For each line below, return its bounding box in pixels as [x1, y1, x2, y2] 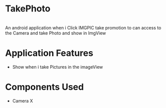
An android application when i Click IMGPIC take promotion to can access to [5, 24, 162, 30]
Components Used [5, 82, 84, 93]
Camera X [12, 98, 33, 104]
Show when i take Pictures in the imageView [12, 64, 103, 70]
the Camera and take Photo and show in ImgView [5, 30, 106, 36]
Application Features [5, 48, 93, 59]
